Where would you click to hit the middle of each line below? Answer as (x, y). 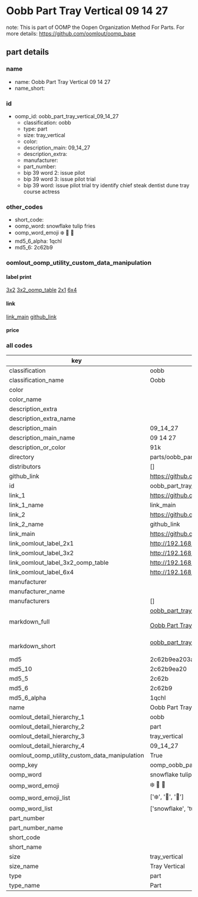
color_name (25, 399)
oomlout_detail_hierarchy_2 (47, 727)
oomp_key (24, 765)
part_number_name (36, 828)
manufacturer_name (37, 591)
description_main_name (42, 438)
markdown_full (29, 622)
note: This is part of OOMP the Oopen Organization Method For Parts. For (95, 27)
